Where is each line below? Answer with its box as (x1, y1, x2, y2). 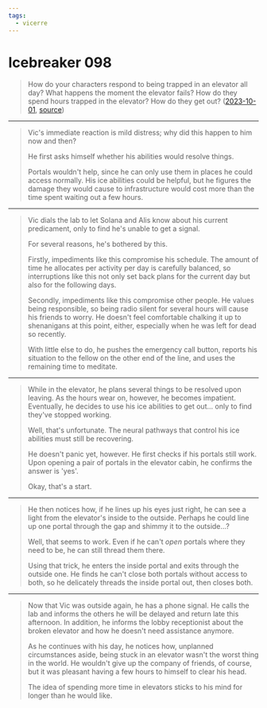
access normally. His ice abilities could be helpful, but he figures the (27, 176, 252, 186)
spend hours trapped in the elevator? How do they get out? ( (27, 96, 226, 106)
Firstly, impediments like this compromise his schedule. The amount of (27, 255, 259, 264)
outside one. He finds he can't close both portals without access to (27, 569, 248, 579)
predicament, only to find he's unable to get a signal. (27, 224, 200, 233)
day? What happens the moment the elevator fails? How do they (27, 88, 238, 98)
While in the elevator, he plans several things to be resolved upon (27, 385, 242, 394)
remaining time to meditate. (27, 362, 118, 371)
